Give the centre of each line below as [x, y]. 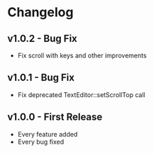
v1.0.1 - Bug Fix [41, 78]
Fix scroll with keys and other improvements [82, 55]
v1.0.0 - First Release [55, 117]
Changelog [40, 12]
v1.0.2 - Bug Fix [43, 39]
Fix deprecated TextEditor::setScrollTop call [81, 95]
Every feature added [48, 134]
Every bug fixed [41, 142]
